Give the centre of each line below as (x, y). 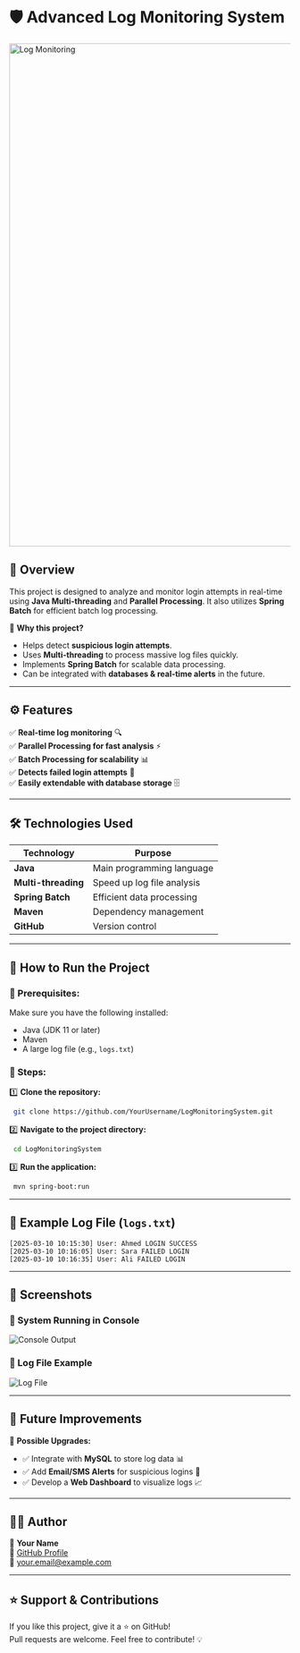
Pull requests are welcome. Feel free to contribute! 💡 (106, 1640)
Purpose (153, 853)
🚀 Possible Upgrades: (50, 1440)
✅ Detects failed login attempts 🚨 (72, 772)
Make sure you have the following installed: (89, 1013)
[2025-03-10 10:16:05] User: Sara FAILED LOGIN (100, 1251)
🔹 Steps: (28, 1072)
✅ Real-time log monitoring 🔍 (66, 732)
